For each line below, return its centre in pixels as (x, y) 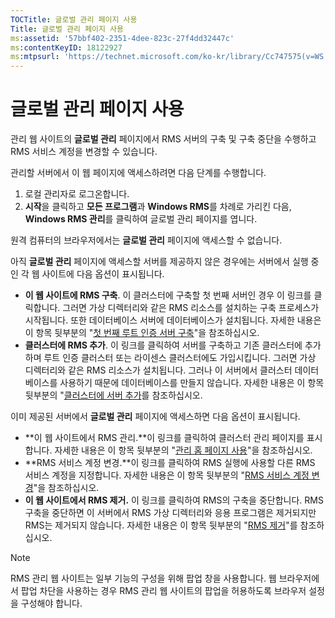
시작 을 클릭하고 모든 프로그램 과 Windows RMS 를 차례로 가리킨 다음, (158, 207)
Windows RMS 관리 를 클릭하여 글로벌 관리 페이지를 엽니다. (141, 219)
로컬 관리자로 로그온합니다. (77, 194)
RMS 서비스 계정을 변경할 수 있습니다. (84, 152)
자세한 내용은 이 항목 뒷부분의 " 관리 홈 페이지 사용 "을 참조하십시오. (183, 450)
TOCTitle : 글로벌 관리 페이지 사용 (74, 19)
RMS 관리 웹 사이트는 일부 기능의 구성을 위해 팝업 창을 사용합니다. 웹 (143, 578)
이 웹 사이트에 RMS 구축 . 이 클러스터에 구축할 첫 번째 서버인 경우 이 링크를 (168, 295)
